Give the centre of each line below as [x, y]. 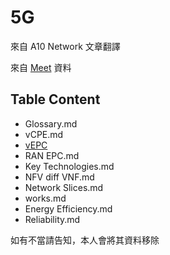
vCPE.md [44, 134]
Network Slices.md [64, 187]
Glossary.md [51, 123]
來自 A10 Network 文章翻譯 [65, 46]
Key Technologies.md [69, 166]
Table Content [55, 99]
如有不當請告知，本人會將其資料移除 [85, 240]
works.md [45, 198]
